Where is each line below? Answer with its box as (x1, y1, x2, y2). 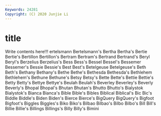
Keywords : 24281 (5, 7, 38, 12)
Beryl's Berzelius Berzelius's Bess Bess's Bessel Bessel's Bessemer (5, 59, 141, 65)
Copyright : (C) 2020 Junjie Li (5, 12, 69, 17)
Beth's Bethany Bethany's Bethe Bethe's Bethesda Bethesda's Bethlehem (5, 69, 152, 76)
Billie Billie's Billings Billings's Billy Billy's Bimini (5, 106, 99, 112)
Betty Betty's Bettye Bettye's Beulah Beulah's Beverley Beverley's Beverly (5, 80, 153, 86)
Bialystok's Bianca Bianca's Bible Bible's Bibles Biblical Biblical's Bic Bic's (5, 90, 152, 96)
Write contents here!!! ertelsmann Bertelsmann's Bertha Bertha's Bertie (5, 49, 147, 55)
